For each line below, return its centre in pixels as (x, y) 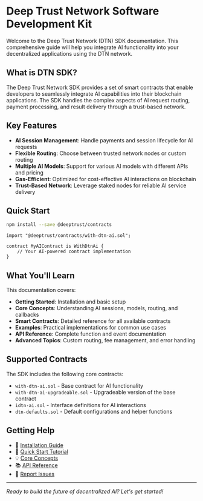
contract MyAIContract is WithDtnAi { (55, 247)
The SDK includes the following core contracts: (65, 374)
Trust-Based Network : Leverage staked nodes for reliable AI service (101, 185)
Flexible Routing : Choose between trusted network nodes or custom (101, 153)
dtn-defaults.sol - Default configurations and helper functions (94, 411)
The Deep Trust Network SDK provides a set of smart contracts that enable (100, 87)
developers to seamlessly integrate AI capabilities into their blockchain (94, 94)
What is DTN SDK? (42, 73)
